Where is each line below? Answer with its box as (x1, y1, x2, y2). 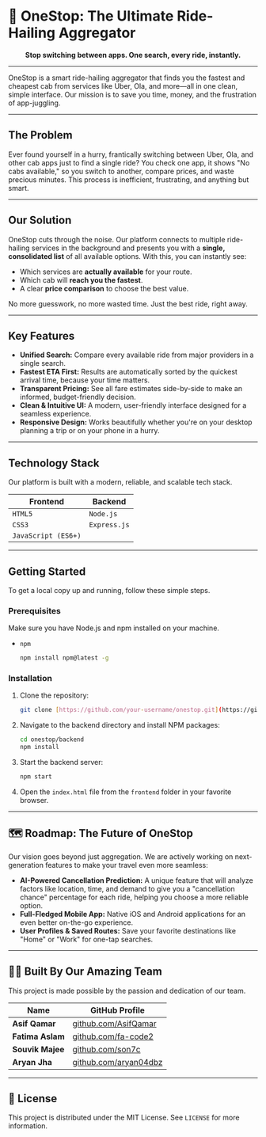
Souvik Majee (12, 1044, 65, 1055)
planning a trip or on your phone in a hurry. (19, 426, 160, 435)
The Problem (8, 128, 73, 142)
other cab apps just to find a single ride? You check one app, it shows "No (8, 158, 250, 167)
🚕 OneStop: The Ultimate (8, 7, 174, 25)
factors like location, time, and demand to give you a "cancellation (19, 884, 235, 893)
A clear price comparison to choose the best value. (19, 283, 189, 293)
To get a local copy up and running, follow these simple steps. (8, 586, 211, 595)
